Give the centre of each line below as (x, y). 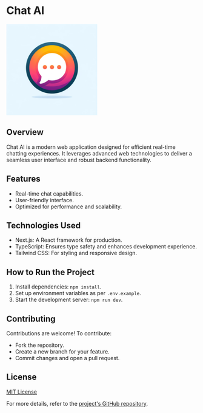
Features (23, 179)
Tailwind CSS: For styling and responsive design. (76, 253)
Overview (25, 132)
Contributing (31, 319)
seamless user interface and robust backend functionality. (79, 160)
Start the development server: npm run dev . (69, 300)
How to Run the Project (51, 272)
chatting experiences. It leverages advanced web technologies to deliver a (99, 153)
